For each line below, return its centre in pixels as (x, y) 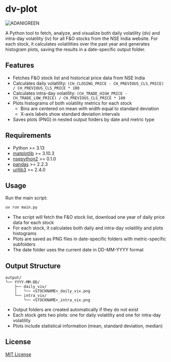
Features (20, 65)
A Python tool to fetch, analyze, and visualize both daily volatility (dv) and (83, 33)
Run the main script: (26, 198)
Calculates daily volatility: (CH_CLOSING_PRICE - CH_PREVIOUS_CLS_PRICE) (88, 83)
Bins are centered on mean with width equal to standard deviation (90, 109)
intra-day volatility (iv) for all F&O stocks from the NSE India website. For (82, 38)
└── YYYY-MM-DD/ (23, 282)
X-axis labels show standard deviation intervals (70, 114)
